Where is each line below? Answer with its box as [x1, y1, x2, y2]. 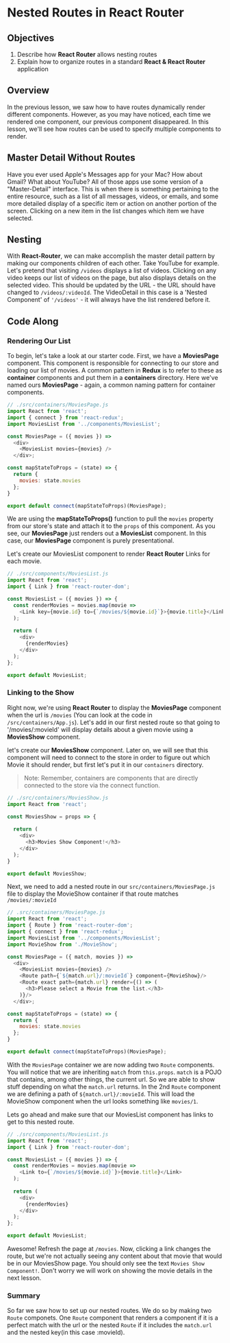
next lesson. [7, 1274, 42, 1282]
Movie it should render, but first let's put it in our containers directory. [7, 760, 204, 769]
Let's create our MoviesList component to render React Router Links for [7, 550, 211, 558]
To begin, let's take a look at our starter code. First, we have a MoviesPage [7, 352, 219, 360]
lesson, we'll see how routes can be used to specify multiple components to [7, 125, 221, 133]
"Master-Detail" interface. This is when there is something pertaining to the [7, 185, 219, 193]
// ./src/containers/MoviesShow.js [7, 794, 109, 801]
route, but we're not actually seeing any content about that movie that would [7, 1252, 222, 1260]
